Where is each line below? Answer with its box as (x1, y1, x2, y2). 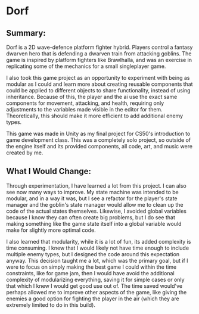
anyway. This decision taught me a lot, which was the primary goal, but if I (6, 257, 189, 264)
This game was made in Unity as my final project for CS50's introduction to (6, 130, 191, 137)
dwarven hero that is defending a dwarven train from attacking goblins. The (6, 50, 192, 57)
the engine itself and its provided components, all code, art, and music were (6, 143, 192, 150)
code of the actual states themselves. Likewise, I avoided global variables (6, 207, 186, 214)
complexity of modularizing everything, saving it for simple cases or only (6, 276, 185, 283)
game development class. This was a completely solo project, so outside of (6, 136, 191, 144)
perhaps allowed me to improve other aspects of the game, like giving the (6, 288, 187, 296)
